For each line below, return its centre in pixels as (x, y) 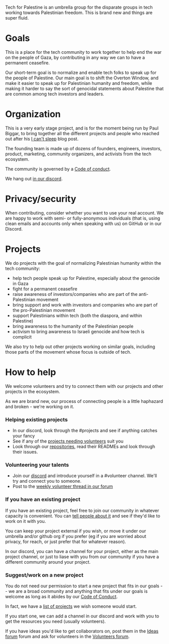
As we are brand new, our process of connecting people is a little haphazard (84, 401)
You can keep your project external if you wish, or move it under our (76, 531)
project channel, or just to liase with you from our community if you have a (82, 557)
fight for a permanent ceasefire (45, 289)
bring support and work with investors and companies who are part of (85, 305)
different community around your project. (48, 562)
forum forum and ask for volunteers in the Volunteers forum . (67, 636)
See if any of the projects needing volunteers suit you (68, 441)
